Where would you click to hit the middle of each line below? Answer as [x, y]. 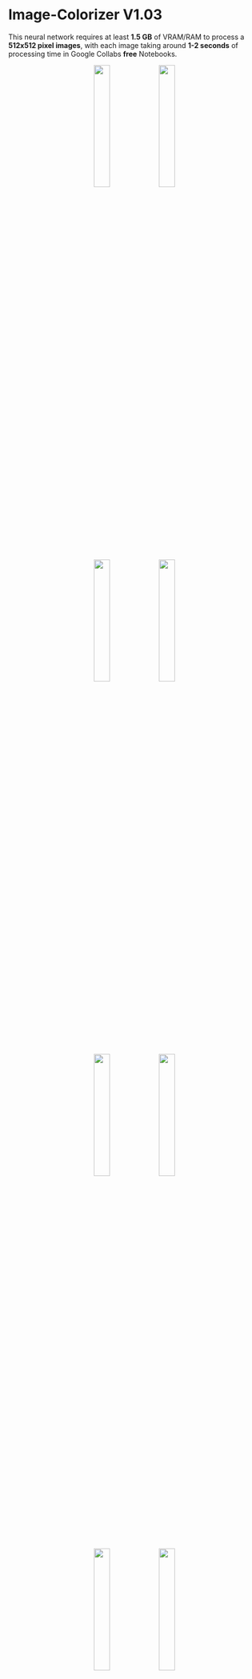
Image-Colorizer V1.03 [85, 15]
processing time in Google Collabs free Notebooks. [93, 54]
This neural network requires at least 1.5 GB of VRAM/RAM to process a [126, 37]
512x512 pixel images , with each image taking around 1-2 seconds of [123, 45]
